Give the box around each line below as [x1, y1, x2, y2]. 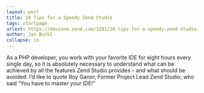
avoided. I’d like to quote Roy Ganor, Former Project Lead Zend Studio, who [6, 74, 194, 80]
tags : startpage [6, 20, 47, 26]
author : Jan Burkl [6, 32, 53, 38]
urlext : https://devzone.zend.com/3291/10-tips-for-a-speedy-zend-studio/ [6, 26, 200, 32]
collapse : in [6, 37, 39, 43]
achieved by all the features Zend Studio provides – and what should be [6, 67, 186, 74]
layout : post [6, 9, 39, 15]
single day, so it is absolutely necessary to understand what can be [6, 60, 175, 67]
